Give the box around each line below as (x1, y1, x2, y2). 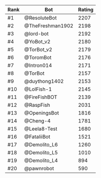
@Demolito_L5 (24, 149, 58, 156)
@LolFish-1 (24, 86, 52, 92)
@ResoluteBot (24, 15, 57, 21)
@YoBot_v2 (24, 39, 51, 45)
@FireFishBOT (24, 94, 58, 100)
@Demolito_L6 (24, 141, 58, 148)
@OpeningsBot (24, 110, 60, 116)
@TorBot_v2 (24, 46, 53, 53)
